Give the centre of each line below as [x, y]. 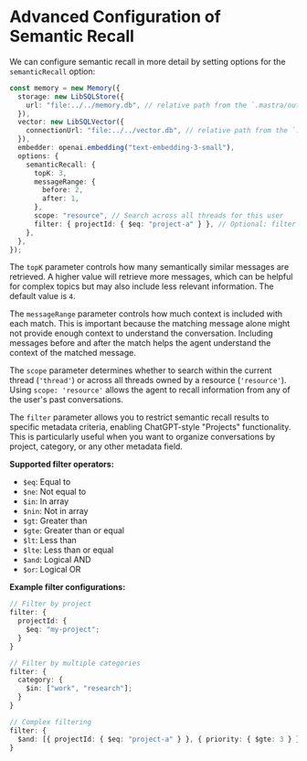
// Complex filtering [51, 722]
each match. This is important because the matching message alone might [150, 324]
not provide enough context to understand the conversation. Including [141, 333]
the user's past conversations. [66, 400]
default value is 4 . [42, 296]
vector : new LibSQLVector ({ [71, 122]
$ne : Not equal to [54, 492]
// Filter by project [51, 604]
